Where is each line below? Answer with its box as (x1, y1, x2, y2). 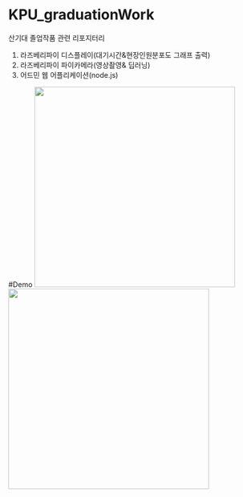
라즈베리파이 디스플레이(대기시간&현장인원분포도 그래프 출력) (19, 50, 211, 59)
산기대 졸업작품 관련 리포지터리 (8, 33, 106, 42)
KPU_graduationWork (8, 6, 155, 24)
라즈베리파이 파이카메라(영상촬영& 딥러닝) (19, 60, 151, 70)
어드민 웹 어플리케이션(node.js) (19, 70, 119, 79)
